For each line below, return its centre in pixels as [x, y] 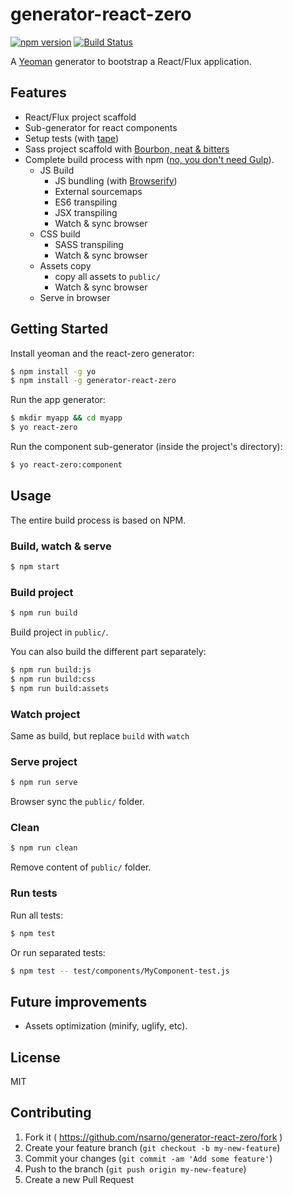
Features [38, 93]
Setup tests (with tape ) [72, 138]
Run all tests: [36, 915]
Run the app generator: [58, 400]
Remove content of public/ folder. [81, 867]
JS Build [57, 170]
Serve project [44, 761]
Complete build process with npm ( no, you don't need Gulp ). [149, 159]
